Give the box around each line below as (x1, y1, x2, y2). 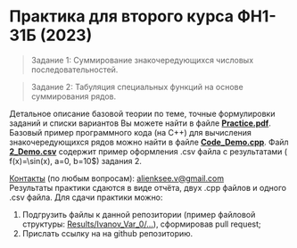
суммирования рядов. (30, 91, 117, 102)
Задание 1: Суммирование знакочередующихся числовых (30, 54, 254, 65)
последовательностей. (30, 64, 119, 75)
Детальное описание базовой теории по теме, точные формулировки (9, 108, 276, 119)
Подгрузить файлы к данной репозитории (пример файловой (21, 209, 256, 219)
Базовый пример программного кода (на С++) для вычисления (9, 127, 252, 137)
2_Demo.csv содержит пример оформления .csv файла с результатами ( (9, 145, 288, 157)
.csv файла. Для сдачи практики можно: (9, 192, 163, 203)
